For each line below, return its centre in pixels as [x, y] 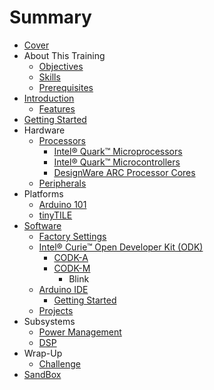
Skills [49, 77]
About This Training [64, 55]
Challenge [59, 363]
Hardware [44, 130]
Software [42, 225]
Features [57, 108]
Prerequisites [66, 87]
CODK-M [72, 268]
